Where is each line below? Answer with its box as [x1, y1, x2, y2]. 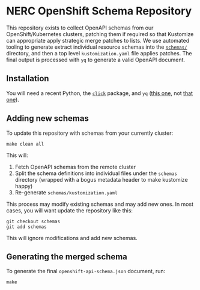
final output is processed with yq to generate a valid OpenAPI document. [6, 56, 185, 63]
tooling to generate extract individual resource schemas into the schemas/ [6, 43, 187, 51]
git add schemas [6, 224, 47, 230]
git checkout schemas [6, 218, 61, 224]
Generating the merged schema [6, 251, 128, 262]
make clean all [6, 141, 44, 147]
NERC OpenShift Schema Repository [6, 4, 192, 18]
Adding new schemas [6, 113, 89, 124]
